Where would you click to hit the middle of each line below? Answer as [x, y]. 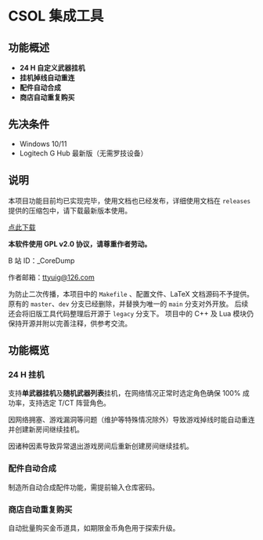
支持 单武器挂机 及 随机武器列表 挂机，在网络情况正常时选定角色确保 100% [124, 393]
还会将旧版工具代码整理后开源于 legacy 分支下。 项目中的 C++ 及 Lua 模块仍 [131, 313]
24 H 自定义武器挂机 [52, 68]
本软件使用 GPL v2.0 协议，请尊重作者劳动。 [80, 243]
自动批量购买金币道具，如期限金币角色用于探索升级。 [94, 527]
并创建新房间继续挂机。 [46, 429]
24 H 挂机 [26, 374]
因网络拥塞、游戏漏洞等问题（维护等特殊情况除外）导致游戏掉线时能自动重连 [131, 420]
